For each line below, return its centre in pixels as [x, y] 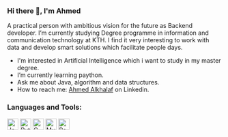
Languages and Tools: [44, 107]
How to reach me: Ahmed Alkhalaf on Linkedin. [83, 90]
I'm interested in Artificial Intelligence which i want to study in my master [119, 61]
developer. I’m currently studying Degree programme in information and [108, 33]
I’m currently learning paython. [60, 75]
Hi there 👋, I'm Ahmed [44, 11]
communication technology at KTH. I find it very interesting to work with [108, 40]
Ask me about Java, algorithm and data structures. [88, 82]
